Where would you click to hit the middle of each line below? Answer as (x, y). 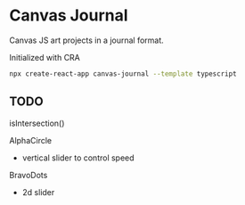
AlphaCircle (30, 140)
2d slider (38, 192)
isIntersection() (37, 123)
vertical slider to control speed (78, 158)
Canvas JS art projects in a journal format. (87, 40)
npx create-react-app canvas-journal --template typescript (123, 74)
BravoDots (29, 175)
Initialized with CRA (45, 57)
